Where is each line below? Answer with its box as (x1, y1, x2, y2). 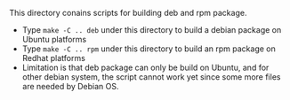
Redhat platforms (21, 53, 86, 63)
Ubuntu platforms (21, 35, 87, 44)
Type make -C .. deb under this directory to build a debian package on (21, 25, 282, 35)
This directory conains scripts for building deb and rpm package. (9, 8, 247, 18)
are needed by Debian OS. (21, 81, 119, 91)
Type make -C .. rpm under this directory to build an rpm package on (21, 43, 276, 54)
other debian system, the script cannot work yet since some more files (21, 72, 281, 82)
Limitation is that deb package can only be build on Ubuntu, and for (21, 62, 270, 73)
